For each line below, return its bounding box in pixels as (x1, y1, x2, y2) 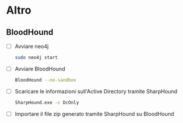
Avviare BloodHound (14, 65, 65, 72)
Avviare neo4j (14, 43, 49, 50)
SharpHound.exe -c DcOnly (14, 99, 79, 105)
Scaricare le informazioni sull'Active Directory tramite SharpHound (14, 88, 178, 95)
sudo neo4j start (14, 54, 58, 61)
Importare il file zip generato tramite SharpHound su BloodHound (14, 110, 174, 117)
